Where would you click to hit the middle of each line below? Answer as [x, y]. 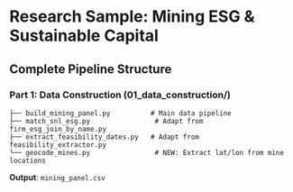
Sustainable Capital [84, 36]
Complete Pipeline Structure [91, 69]
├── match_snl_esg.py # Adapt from [106, 121]
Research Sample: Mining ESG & [132, 17]
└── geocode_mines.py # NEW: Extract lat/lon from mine [146, 152]
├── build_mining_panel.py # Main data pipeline [120, 113]
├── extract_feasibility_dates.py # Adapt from [105, 137]
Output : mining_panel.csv [57, 177]
